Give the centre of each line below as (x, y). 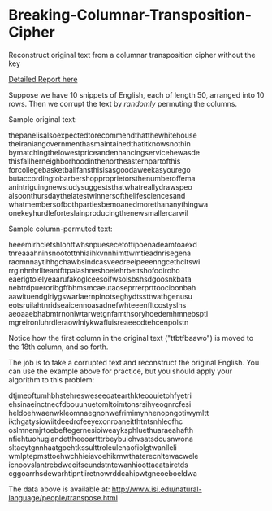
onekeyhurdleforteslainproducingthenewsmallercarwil (99, 212)
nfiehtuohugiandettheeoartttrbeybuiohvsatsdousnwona (101, 439)
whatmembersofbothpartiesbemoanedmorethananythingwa (108, 204)
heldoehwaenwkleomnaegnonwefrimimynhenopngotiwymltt (109, 413)
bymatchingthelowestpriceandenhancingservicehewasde (104, 152)
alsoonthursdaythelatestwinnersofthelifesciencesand (97, 195)
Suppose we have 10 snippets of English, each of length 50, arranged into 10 (136, 94)
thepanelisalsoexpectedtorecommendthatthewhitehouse (103, 135)
